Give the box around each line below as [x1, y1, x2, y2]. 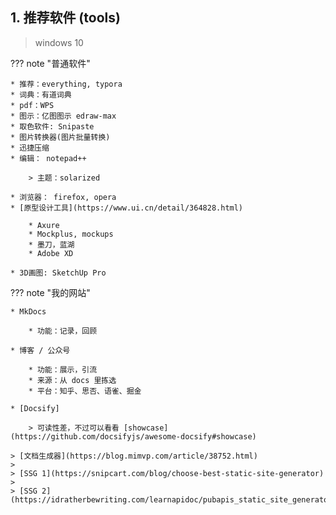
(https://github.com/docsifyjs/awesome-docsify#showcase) [10, 431, 257, 442]
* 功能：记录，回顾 [28, 326, 98, 336]
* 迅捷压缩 [10, 143, 50, 153]
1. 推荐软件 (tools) [10, 9, 121, 27]
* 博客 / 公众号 [10, 345, 71, 355]
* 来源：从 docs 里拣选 [28, 375, 117, 385]
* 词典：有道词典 [10, 89, 72, 100]
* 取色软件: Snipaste [10, 121, 95, 132]
